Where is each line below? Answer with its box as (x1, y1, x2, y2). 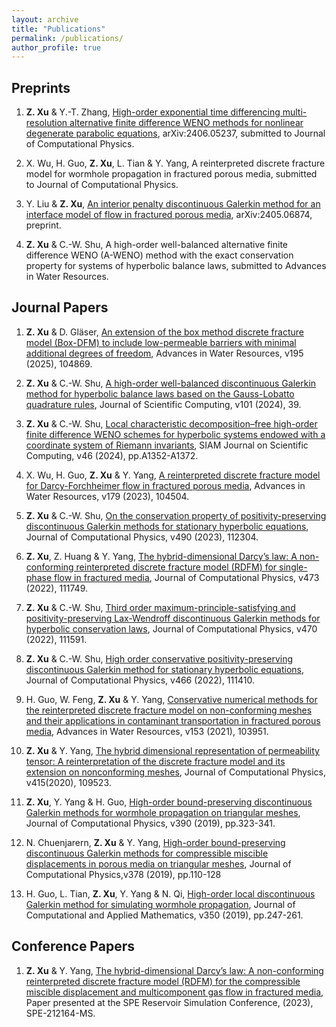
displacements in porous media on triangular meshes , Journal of (25, 857, 292, 870)
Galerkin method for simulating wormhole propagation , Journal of (25, 898, 296, 910)
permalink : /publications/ (11, 33, 124, 43)
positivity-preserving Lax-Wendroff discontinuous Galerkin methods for (25, 612, 321, 624)
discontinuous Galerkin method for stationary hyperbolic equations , (25, 663, 305, 675)
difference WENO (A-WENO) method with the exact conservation (25, 249, 294, 261)
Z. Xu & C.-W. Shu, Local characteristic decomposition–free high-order (25, 417, 318, 430)
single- (279, 561, 308, 573)
